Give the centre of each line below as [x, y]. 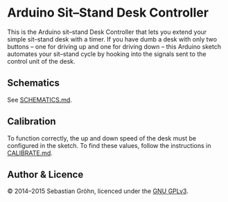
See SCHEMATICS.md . [40, 100]
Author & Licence [45, 174]
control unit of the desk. [41, 61]
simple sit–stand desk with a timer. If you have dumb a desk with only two [112, 39]
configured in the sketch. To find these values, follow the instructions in [109, 145]
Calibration [32, 121]
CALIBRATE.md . [30, 153]
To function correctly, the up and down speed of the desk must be [102, 138]
